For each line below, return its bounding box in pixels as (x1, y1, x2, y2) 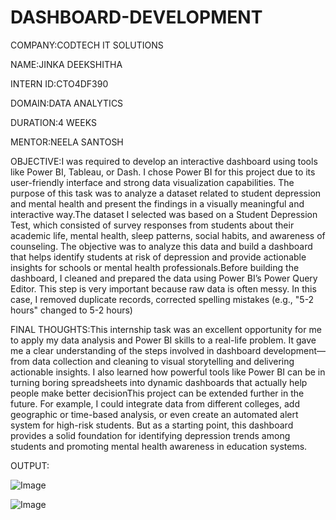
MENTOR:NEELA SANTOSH (10, 136, 124, 148)
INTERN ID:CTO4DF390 (10, 77, 109, 90)
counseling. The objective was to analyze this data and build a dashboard (10, 240, 313, 252)
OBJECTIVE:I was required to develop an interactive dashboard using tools (10, 155, 318, 167)
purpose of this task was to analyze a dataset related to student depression (10, 187, 322, 199)
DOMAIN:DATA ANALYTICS (10, 97, 124, 109)
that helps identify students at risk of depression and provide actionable (10, 251, 307, 263)
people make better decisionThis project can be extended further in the (10, 387, 305, 399)
